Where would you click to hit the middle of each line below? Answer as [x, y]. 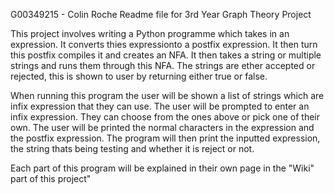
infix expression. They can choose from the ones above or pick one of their [165, 117]
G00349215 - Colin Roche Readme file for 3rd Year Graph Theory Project [161, 14]
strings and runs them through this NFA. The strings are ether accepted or [163, 65]
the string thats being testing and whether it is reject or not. [132, 148]
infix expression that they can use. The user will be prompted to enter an [160, 106]
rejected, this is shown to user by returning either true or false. [139, 76]
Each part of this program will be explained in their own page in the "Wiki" [162, 168]
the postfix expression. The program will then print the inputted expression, [165, 138]
